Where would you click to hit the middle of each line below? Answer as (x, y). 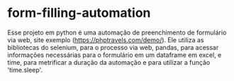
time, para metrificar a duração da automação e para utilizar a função (109, 62)
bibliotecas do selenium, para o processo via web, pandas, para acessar (113, 47)
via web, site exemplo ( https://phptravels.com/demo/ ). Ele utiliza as (106, 39)
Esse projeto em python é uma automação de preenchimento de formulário (117, 32)
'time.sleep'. (25, 70)
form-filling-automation (79, 13)
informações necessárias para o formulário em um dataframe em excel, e (115, 55)
